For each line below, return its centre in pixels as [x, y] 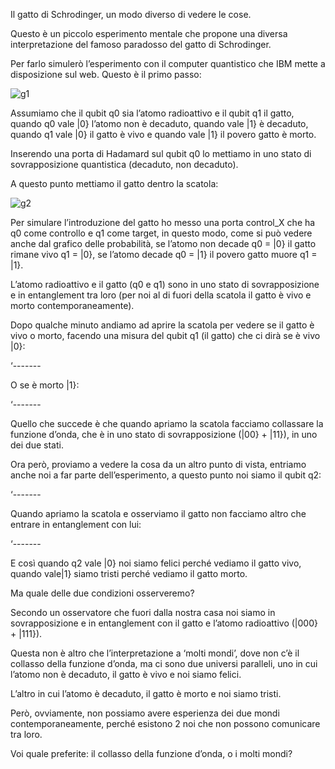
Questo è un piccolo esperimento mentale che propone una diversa [149, 33]
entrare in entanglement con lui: [76, 524]
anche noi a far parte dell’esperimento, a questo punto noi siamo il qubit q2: [166, 475]
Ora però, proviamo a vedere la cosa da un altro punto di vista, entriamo [158, 464]
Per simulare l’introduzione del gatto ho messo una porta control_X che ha [163, 222]
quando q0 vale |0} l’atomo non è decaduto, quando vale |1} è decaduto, [159, 123]
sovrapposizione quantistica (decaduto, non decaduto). [124, 164]
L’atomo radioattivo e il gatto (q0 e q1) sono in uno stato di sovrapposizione [165, 284]
